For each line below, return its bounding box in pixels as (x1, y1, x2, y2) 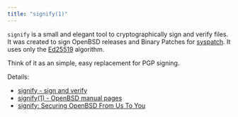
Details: (7, 72, 30, 81)
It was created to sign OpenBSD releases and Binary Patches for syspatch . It (7, 37, 231, 46)
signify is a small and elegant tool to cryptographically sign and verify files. (7, 30, 229, 38)
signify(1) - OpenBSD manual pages (17, 94, 123, 102)
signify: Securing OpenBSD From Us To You (17, 101, 146, 110)
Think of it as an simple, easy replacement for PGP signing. (7, 58, 180, 67)
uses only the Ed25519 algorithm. (7, 45, 105, 53)
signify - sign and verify (17, 86, 88, 94)
